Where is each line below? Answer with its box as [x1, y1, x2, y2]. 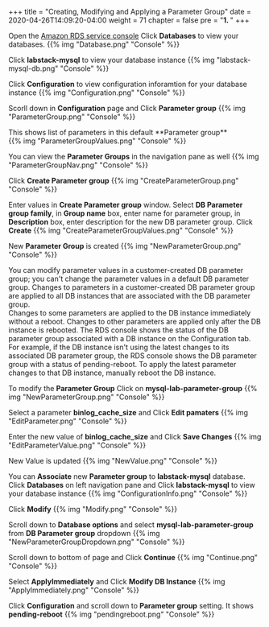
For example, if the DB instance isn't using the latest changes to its [8, 342, 230, 352]
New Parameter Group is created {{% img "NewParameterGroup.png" [8, 241, 242, 250]
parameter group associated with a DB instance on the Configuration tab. [8, 334, 251, 343]
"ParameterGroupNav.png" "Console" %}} [8, 160, 149, 170]
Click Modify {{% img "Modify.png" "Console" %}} [8, 505, 178, 514]
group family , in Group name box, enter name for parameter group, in [8, 208, 241, 218]
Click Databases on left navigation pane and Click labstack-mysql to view [8, 481, 255, 489]
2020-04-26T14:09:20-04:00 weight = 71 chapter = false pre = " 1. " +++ [8, 15, 250, 25]
